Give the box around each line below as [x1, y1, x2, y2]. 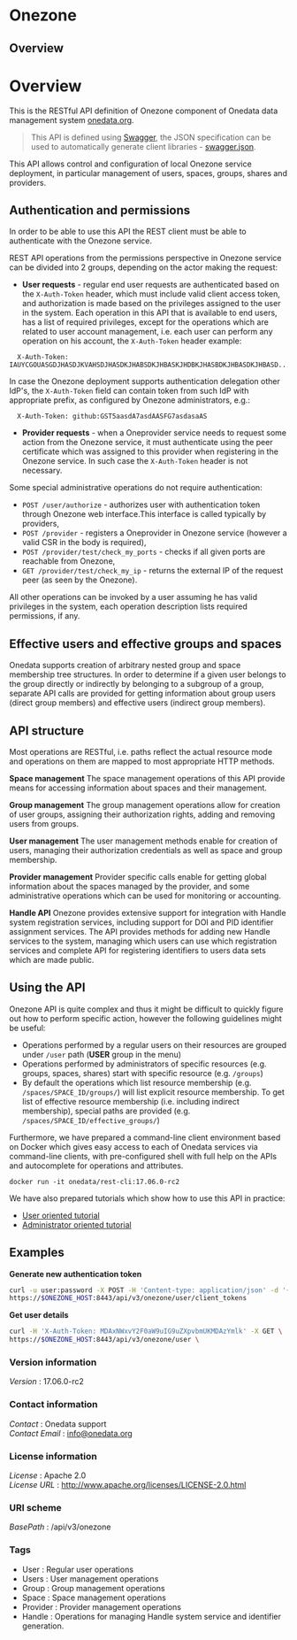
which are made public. [9, 954, 95, 965]
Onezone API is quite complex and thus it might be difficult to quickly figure [9, 1004, 284, 1014]
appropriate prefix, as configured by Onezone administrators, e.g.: [9, 395, 250, 405]
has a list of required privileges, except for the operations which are [21, 317, 270, 327]
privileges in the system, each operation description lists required [9, 601, 247, 612]
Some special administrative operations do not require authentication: [9, 482, 263, 493]
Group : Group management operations [21, 1582, 165, 1593]
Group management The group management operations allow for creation [9, 799, 281, 810]
